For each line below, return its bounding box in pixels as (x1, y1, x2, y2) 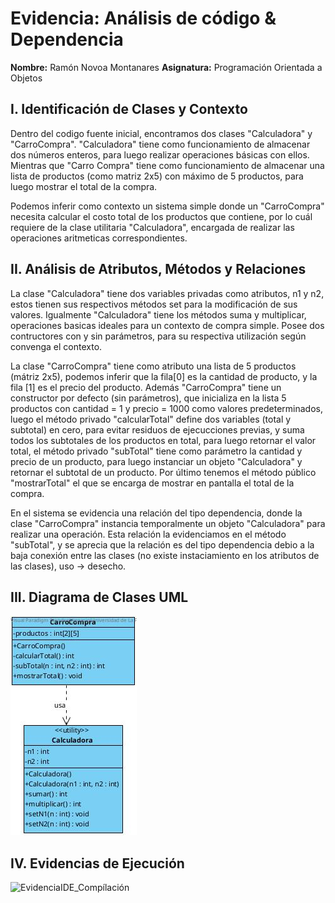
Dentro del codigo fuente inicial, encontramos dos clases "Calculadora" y (10, 127, 313, 139)
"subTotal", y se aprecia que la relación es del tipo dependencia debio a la (10, 538, 315, 551)
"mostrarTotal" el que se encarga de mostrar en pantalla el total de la (10, 477, 295, 489)
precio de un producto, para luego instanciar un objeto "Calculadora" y (10, 455, 303, 467)
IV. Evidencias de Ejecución (10, 855, 185, 872)
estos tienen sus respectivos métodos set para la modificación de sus (10, 298, 298, 310)
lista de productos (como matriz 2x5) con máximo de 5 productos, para (10, 170, 304, 182)
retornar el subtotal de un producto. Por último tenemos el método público (10, 466, 317, 478)
